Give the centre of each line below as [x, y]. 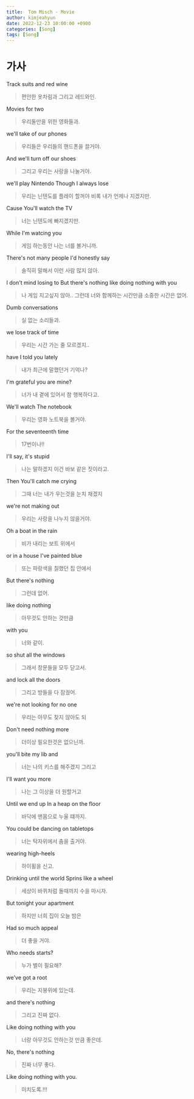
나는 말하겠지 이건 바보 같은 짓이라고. [65, 469]
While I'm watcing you [34, 233]
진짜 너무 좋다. [38, 1065]
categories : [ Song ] [31, 29]
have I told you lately [32, 357]
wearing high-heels [31, 853]
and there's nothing [31, 1002]
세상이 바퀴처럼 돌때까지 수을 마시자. [64, 891]
